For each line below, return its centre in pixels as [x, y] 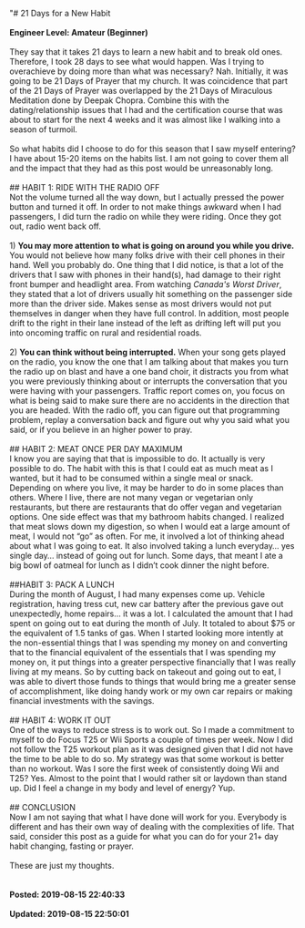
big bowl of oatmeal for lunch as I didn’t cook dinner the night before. [139, 565]
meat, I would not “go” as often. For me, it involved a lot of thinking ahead [147, 536]
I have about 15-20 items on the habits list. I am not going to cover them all [149, 158]
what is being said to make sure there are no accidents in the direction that [149, 401]
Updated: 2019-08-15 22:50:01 [69, 914]
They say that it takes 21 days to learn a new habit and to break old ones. [146, 52]
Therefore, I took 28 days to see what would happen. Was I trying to [137, 62]
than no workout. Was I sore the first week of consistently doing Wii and [144, 768]
